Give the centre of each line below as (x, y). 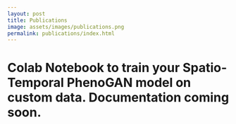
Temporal (36, 83)
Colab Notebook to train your (94, 68)
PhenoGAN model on (129, 83)
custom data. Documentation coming (118, 98)
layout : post (26, 14)
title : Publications (38, 20)
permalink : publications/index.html (61, 33)
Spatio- (205, 68)
